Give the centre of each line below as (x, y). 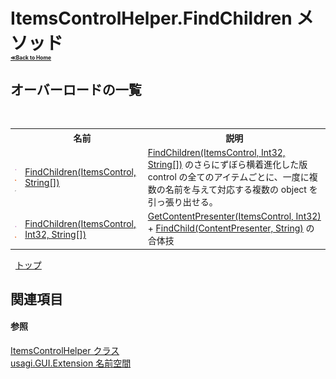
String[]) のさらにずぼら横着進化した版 (227, 164)
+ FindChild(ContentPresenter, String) (225, 228)
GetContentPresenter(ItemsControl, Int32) (234, 216)
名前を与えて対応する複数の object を (241, 189)
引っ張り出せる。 (182, 201)
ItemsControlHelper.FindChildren (151, 18)
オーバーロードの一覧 (76, 89)
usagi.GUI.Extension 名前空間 (71, 363)
